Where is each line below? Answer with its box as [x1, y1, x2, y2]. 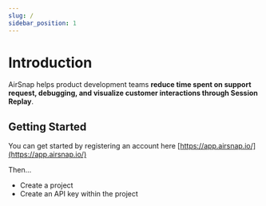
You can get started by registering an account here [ [8, 141, 181, 151]
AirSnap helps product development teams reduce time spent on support [8, 80, 252, 89]
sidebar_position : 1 [8, 19, 77, 27]
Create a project [19, 180, 73, 190]
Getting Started [8, 120, 87, 133]
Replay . [8, 97, 34, 106]
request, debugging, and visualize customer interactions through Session [8, 89, 258, 98]
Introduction [8, 53, 93, 72]
